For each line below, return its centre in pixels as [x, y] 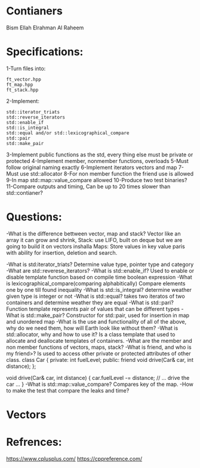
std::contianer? [24, 192]
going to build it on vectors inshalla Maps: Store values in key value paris [96, 246]
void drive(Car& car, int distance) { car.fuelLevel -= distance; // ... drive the [98, 378]
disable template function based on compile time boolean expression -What [99, 277]
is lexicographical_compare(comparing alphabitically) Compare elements [96, 283]
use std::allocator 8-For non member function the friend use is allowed [107, 173]
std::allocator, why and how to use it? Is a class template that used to [91, 334]
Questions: [34, 217]
